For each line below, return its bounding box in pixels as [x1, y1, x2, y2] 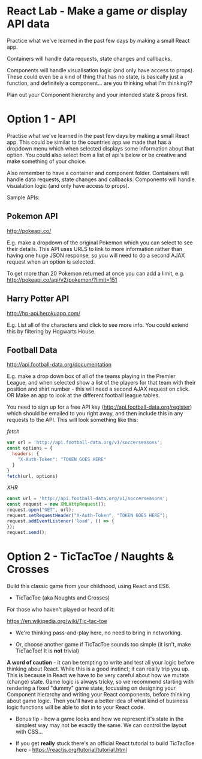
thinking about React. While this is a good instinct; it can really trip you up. [7, 665, 190, 672]
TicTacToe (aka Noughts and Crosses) [15, 594, 110, 601]
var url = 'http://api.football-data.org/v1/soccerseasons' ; [7, 439, 163, 446]
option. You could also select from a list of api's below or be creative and [7, 151, 187, 158]
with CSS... [15, 728, 43, 735]
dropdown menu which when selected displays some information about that [7, 144, 194, 152]
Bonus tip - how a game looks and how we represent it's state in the [15, 715, 184, 722]
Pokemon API [7, 211, 58, 222]
